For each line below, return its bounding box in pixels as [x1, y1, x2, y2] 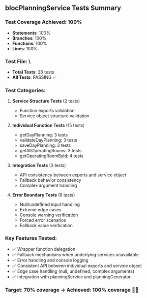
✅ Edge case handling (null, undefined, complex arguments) [12, 268, 134, 274]
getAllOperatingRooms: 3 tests [19, 148, 82, 154]
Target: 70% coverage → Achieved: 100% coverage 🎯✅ [5, 286, 139, 293]
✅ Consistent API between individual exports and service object [12, 263, 142, 268]
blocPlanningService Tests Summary [5, 4, 121, 12]
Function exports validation [19, 108, 75, 114]
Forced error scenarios [19, 217, 66, 223]
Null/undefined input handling [19, 201, 80, 207]
